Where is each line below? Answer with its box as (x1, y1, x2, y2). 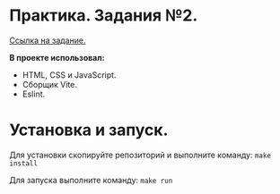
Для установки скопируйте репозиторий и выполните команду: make (9, 149, 272, 160)
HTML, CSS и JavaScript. (22, 69, 117, 80)
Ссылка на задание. (9, 35, 86, 46)
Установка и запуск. (9, 120, 169, 140)
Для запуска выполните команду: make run (9, 174, 173, 185)
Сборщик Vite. (22, 79, 78, 89)
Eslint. (22, 89, 46, 99)
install (9, 158, 39, 168)
